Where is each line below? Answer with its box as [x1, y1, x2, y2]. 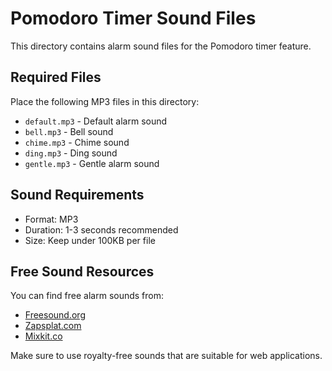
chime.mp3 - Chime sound [24, 136, 130, 148]
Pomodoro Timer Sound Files [10, 7, 257, 30]
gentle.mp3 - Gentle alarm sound [24, 157, 160, 169]
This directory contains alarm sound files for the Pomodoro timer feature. [10, 40, 312, 52]
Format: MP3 [24, 213, 79, 225]
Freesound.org [24, 309, 86, 321]
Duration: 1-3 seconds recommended [24, 223, 179, 236]
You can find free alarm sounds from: [10, 290, 165, 302]
